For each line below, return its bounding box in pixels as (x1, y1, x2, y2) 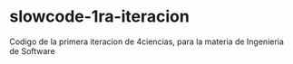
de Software (9, 45, 56, 56)
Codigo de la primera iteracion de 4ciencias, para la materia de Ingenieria (9, 36, 284, 47)
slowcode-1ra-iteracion (9, 6, 190, 27)
